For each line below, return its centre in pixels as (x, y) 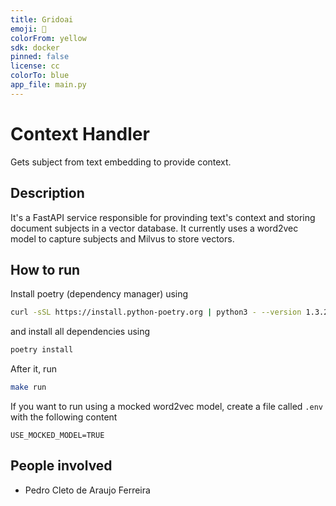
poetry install (42, 350)
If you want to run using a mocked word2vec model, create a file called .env (166, 406)
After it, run (33, 369)
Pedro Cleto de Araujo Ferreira (87, 490)
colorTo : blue (40, 76)
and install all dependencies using (80, 332)
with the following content (64, 417)
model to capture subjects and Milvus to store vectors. (122, 238)
